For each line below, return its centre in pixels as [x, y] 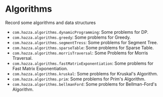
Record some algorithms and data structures [51, 23]
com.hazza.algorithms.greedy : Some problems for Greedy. [71, 37]
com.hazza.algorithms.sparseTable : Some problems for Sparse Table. [83, 48]
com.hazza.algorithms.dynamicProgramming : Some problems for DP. [80, 32]
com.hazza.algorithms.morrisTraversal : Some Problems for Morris [80, 53]
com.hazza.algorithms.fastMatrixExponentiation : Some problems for [83, 63]
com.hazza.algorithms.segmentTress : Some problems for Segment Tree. [85, 42]
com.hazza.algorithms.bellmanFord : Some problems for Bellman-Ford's [84, 84]
